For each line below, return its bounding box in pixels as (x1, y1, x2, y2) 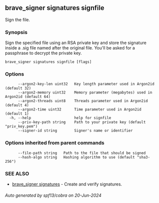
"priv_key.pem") (5, 124, 38, 129)
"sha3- (137, 155, 150, 159)
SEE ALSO (5, 170, 29, 177)
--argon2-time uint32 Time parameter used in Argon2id (17, 107, 142, 112)
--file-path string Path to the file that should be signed (17, 150, 146, 156)
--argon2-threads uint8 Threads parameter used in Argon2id (17, 99, 148, 104)
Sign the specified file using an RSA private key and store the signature (5, 40, 146, 46)
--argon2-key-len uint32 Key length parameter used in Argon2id (17, 82, 155, 87)
